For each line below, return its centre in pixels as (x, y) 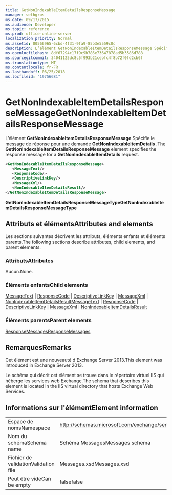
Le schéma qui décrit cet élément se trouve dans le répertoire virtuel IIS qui (85, 375)
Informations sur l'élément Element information (82, 408)
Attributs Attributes (29, 261)
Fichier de (20, 458)
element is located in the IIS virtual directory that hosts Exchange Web (79, 386)
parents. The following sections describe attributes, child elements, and (80, 242)
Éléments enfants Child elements (47, 285)
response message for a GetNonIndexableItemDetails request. (72, 154)
